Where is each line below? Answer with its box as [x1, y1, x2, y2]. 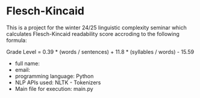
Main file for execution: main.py [14, 85, 93, 92]
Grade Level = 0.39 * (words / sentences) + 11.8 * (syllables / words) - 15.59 [6, 48, 195, 55]
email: [14, 66, 30, 73]
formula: [6, 36, 27, 44]
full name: [14, 60, 40, 67]
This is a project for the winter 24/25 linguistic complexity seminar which [6, 24, 187, 31]
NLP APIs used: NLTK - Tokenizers [14, 79, 101, 86]
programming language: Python [14, 72, 94, 79]
